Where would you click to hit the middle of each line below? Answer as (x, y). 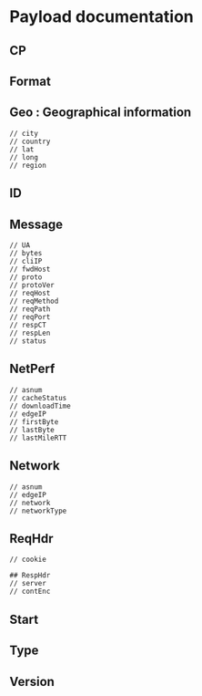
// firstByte (34, 421)
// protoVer (32, 285)
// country (30, 141)
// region (28, 165)
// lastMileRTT (38, 438)
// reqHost (30, 293)
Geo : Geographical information (101, 113)
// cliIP (26, 261)
